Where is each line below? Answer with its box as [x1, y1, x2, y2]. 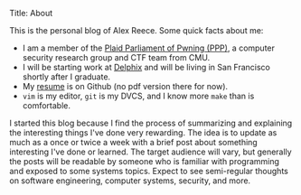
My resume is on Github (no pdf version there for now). [22, 81, 229, 91]
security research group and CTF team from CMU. [22, 52, 211, 62]
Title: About [9, 8, 53, 18]
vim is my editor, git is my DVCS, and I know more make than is [22, 90, 255, 101]
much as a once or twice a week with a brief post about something [9, 137, 258, 147]
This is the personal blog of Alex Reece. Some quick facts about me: [9, 25, 264, 35]
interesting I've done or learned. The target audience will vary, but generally [9, 146, 292, 157]
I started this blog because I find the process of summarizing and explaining [9, 117, 293, 128]
